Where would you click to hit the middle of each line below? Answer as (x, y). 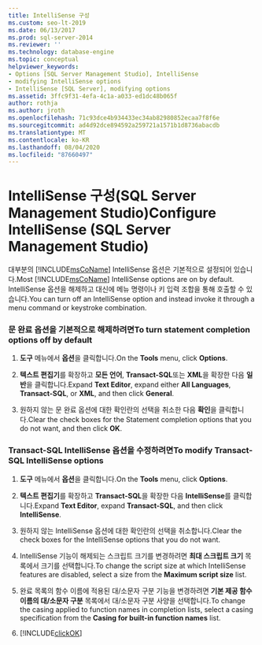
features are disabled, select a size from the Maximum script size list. (133, 574)
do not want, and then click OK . (71, 428)
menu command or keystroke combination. (77, 308)
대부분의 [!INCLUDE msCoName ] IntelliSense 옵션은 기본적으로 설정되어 (120, 269)
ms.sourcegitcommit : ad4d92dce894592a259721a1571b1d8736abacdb (114, 125)
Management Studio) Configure (112, 213)
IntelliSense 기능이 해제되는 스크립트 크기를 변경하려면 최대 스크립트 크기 (131, 555)
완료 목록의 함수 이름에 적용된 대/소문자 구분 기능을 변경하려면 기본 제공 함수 (136, 591)
